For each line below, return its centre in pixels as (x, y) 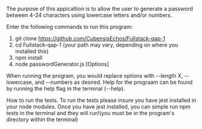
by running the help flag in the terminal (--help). (66, 89)
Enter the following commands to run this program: (70, 27)
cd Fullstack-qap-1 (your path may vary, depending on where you (96, 45)
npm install (29, 58)
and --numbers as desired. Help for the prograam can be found (114, 82)
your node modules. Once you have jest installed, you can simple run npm (99, 107)
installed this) (32, 51)
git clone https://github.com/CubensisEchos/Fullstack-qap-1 (90, 38)
